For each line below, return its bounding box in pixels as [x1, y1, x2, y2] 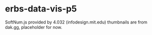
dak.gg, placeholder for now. [5, 24, 62, 30]
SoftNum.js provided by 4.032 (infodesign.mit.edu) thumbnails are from [5, 19, 148, 25]
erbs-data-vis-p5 [5, 3, 77, 14]
